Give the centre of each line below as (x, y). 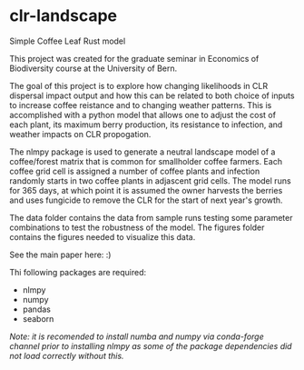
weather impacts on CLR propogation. (80, 134)
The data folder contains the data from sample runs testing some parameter (151, 217)
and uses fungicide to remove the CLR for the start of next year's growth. (146, 200)
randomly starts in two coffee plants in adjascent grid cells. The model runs (151, 180)
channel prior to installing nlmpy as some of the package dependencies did (151, 345)
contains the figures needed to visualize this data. (103, 236)
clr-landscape (64, 16)
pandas (37, 309)
